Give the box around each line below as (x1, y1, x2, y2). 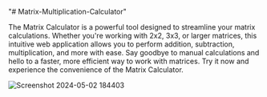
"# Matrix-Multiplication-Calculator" (8, 7, 127, 16)
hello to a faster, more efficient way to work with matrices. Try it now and (8, 56, 249, 66)
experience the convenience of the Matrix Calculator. (8, 65, 184, 75)
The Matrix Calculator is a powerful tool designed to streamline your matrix (8, 22, 256, 31)
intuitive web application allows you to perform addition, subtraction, (8, 39, 235, 49)
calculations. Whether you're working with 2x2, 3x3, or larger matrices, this (8, 31, 257, 40)
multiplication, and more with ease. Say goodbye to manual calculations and (8, 48, 260, 57)
